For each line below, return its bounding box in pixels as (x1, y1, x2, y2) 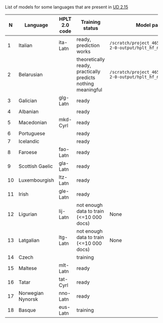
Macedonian (18, 119, 47, 126)
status (83, 25, 98, 31)
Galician (18, 97, 37, 104)
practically (76, 68, 100, 75)
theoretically (76, 56, 105, 63)
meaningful (76, 86, 103, 93)
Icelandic (18, 138, 40, 145)
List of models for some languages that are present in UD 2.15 (5, 4, 129, 10)
